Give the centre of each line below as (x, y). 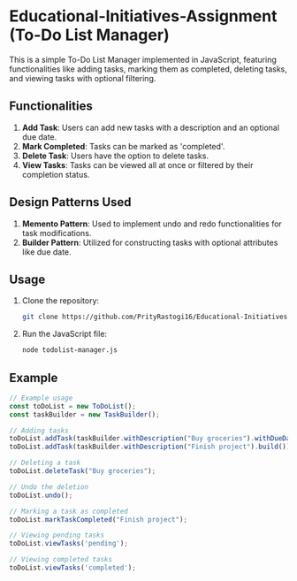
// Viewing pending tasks (57, 535)
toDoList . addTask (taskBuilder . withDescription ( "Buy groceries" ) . (132, 439)
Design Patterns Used (70, 202)
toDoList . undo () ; (41, 495)
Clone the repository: (61, 301)
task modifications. (57, 233)
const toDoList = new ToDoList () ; (73, 406)
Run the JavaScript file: (65, 334)
